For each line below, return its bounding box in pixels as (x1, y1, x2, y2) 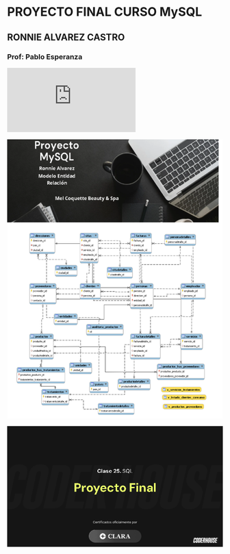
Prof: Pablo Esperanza (7, 52, 83, 62)
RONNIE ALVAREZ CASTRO (7, 32, 125, 43)
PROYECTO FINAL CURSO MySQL (7, 4, 203, 20)
